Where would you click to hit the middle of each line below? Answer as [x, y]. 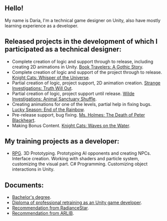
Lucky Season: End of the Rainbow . [48, 109]
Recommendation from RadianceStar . [50, 208]
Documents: [24, 185]
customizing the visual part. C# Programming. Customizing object [80, 164]
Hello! [14, 8]
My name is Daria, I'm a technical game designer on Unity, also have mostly [83, 20]
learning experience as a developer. [41, 26]
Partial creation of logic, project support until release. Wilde [73, 93]
